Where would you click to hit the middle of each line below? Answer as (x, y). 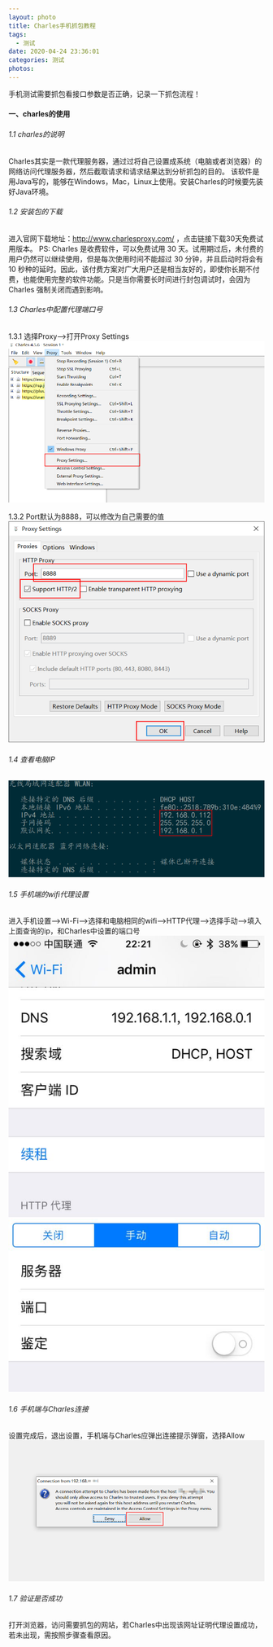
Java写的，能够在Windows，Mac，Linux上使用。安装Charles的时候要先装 (139, 181)
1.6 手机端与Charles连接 (49, 1408)
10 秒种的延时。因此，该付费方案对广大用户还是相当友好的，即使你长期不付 (134, 269)
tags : (17, 34)
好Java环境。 (31, 191)
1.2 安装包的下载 (36, 212)
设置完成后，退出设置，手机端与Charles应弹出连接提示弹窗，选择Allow (127, 1436)
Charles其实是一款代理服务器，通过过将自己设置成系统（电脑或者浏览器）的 (135, 161)
